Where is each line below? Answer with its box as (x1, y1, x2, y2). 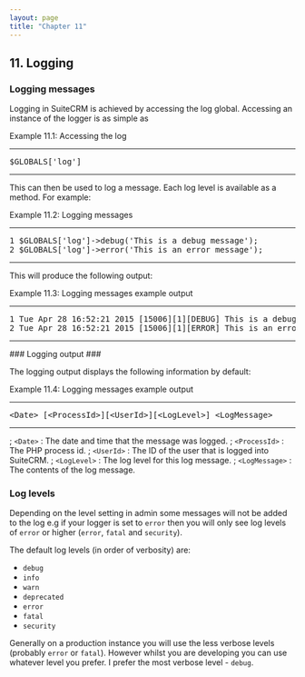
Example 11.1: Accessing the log (9, 131, 127, 142)
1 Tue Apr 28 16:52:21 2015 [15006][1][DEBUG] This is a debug (9, 314, 297, 324)
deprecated (22, 592, 64, 602)
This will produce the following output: (9, 270, 152, 282)
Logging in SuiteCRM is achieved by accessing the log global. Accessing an (9, 104, 293, 114)
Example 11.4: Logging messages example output (9, 383, 193, 395)
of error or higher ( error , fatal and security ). (9, 527, 183, 538)
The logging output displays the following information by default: (9, 366, 251, 377)
